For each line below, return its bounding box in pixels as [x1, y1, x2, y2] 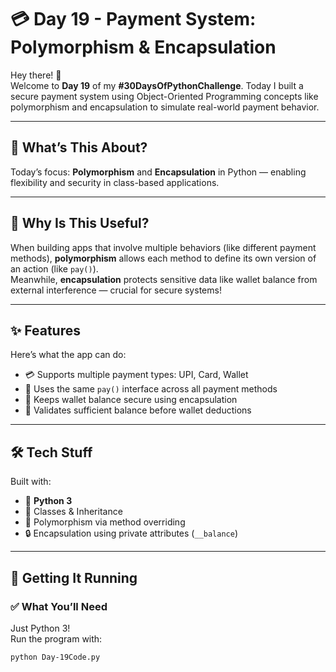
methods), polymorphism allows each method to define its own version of [10, 252, 317, 264]
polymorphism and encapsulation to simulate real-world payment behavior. [10, 101, 320, 113]
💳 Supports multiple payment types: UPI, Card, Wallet [24, 369, 249, 381]
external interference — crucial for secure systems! [10, 284, 222, 296]
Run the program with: [10, 632, 103, 645]
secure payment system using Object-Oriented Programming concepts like [10, 90, 319, 102]
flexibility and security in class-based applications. [10, 176, 220, 188]
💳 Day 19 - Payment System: [10, 8, 257, 31]
